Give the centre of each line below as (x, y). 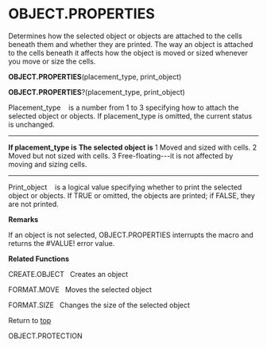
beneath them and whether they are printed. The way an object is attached (131, 44)
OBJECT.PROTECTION (46, 336)
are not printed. (34, 204)
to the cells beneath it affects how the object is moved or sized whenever (128, 53)
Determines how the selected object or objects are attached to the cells (125, 36)
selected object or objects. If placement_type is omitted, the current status (130, 115)
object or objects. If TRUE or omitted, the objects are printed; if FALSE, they (132, 195)
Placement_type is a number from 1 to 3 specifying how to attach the (124, 107)
